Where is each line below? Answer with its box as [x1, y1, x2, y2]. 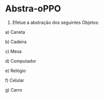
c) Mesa [5, 48, 22, 54]
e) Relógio [5, 68, 26, 74]
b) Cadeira [5, 38, 27, 45]
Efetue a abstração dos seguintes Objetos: [12, 19, 100, 25]
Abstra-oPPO [5, 3, 61, 14]
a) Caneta [5, 29, 25, 35]
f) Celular [5, 77, 24, 83]
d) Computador [5, 58, 37, 64]
